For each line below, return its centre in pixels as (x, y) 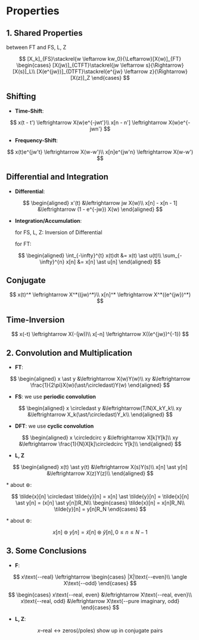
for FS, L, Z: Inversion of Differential (58, 232)
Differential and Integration (57, 177)
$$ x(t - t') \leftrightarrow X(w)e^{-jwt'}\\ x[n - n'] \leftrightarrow (88, 122)
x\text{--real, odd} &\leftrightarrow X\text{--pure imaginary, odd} (100, 601)
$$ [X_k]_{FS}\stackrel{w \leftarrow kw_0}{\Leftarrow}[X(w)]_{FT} (100, 59)
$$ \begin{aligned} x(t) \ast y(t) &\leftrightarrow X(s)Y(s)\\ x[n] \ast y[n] (100, 467)
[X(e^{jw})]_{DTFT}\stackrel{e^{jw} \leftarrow (92, 72)
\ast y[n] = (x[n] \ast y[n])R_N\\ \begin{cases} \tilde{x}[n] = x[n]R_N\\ (100, 503)
